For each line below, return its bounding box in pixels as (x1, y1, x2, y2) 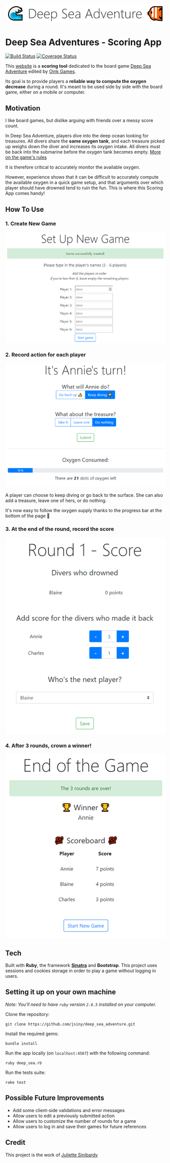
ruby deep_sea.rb (5, 1060, 42, 1065)
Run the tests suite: (5, 1069, 46, 1075)
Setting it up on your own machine (5, 988, 116, 997)
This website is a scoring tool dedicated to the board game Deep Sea (5, 63, 151, 69)
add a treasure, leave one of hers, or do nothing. (5, 497, 107, 503)
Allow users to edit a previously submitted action (12, 1113, 115, 1119)
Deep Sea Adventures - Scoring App (5, 36, 162, 48)
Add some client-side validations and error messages (12, 1107, 125, 1113)
